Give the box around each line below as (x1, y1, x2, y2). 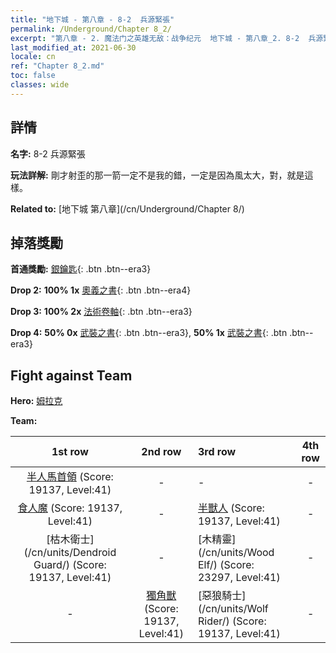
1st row (51, 445, 89, 459)
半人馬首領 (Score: (26, 470, 114, 484)
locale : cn (10, 52, 56, 62)
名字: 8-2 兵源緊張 (10, 147, 86, 160)
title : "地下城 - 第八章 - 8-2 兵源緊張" (10, 14, 175, 25)
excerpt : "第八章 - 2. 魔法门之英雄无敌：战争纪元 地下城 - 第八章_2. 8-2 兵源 (10, 33, 324, 43)
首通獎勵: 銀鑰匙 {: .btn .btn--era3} (10, 263, 152, 275)
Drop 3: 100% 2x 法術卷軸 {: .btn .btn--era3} (10, 306, 193, 318)
